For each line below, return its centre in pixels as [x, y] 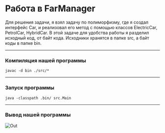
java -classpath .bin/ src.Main [38, 98]
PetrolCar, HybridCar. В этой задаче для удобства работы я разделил [77, 33]
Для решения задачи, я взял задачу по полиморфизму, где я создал [77, 22]
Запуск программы [30, 88]
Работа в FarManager [50, 9]
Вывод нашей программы [38, 115]
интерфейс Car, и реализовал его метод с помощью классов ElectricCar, [81, 27]
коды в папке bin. [23, 43]
